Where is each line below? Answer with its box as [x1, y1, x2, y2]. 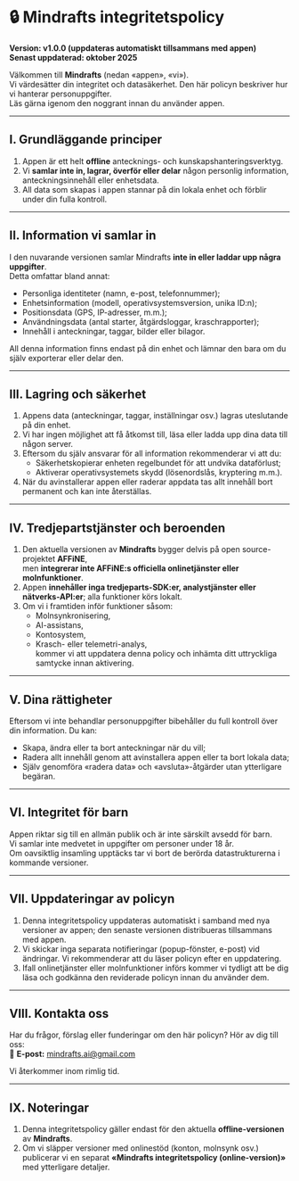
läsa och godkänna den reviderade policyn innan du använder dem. [21, 971, 270, 982]
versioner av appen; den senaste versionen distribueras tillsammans [21, 924, 273, 935]
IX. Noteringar [9, 1100, 90, 1115]
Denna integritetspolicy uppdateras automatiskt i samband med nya [21, 915, 271, 926]
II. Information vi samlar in [9, 228, 157, 244]
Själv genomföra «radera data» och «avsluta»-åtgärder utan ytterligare [21, 762, 282, 772]
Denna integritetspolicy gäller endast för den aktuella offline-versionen [21, 1124, 285, 1135]
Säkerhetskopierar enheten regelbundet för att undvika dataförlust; [35, 458, 282, 468]
